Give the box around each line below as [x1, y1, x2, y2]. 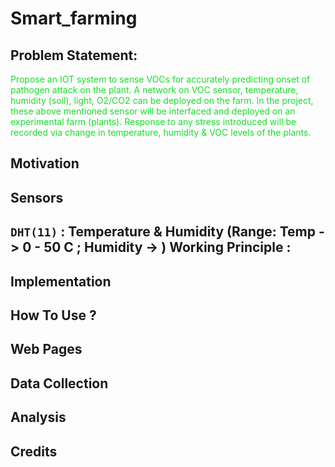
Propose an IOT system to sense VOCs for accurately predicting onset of [10, 73, 311, 85]
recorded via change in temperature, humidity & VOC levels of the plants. [10, 127, 312, 138]
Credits [10, 443, 58, 460]
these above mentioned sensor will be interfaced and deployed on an [10, 105, 296, 117]
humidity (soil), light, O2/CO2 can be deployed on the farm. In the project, [10, 95, 314, 106]
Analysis [10, 409, 67, 426]
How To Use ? [10, 307, 97, 324]
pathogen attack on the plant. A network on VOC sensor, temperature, [10, 84, 299, 96]
